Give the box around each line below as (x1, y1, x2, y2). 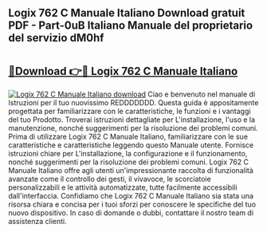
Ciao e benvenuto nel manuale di (147, 89, 256, 99)
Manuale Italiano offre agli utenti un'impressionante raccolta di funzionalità (8, 166, 253, 175)
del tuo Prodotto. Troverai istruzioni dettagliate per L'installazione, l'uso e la (8, 115, 256, 124)
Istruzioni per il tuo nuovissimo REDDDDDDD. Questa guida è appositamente (8, 98, 259, 107)
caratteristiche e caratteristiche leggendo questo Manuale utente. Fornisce (8, 140, 253, 150)
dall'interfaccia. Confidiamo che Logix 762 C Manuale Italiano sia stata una (8, 191, 253, 200)
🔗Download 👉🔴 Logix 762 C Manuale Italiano (8, 64, 238, 78)
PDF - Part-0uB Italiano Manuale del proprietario (8, 19, 253, 33)
